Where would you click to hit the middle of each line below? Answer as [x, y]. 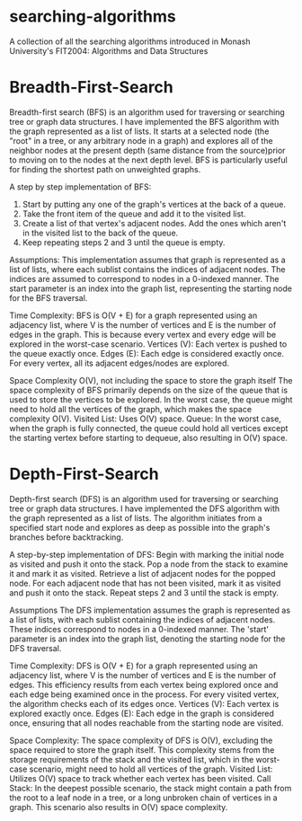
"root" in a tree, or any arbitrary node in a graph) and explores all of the [141, 140]
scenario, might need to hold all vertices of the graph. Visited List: [151, 769]
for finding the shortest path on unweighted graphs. [105, 169]
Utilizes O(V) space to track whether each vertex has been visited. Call [140, 778]
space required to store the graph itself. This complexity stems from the [142, 750]
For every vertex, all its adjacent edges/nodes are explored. [120, 363]
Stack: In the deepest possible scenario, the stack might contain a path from [151, 788]
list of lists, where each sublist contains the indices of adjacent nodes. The [147, 269]
